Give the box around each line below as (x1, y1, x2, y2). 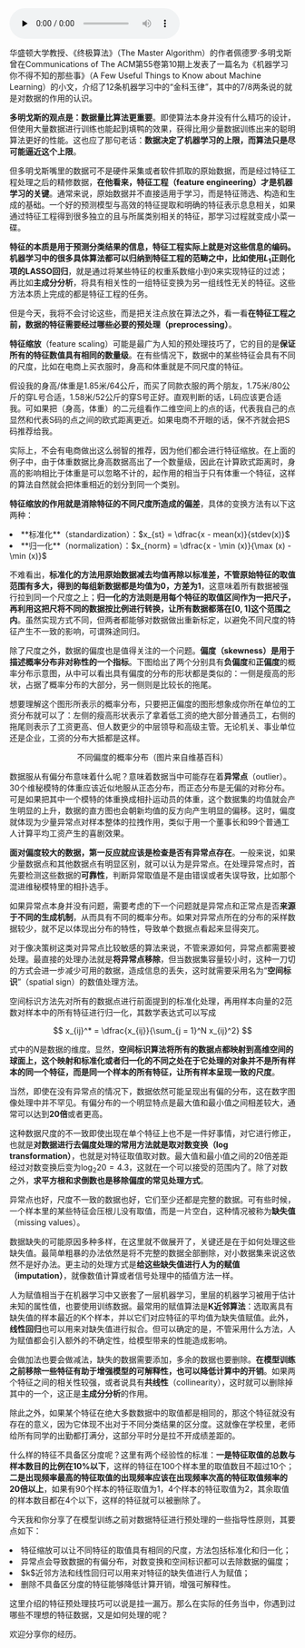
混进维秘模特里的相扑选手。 (9, 880, 113, 892)
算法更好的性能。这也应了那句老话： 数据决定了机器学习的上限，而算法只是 (9, 135, 288, 145)
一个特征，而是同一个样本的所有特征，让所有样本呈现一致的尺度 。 (33, 1066, 280, 1077)
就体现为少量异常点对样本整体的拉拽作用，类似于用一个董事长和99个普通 (9, 816, 282, 827)
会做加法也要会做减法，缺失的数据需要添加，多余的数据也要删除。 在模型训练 (9, 1354, 296, 1365)
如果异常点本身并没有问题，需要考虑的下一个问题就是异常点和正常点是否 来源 (9, 900, 296, 911)
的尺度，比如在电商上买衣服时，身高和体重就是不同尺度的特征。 (9, 360, 248, 371)
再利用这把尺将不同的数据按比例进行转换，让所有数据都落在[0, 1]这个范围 (9, 603, 283, 613)
